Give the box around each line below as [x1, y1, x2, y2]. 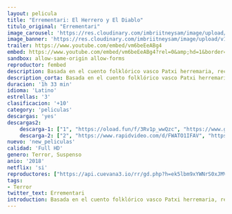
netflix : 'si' [7, 164, 48, 171]
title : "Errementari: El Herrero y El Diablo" [7, 17, 144, 23]
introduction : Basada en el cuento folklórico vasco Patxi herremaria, [7, 196, 217, 204]
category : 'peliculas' [7, 106, 72, 113]
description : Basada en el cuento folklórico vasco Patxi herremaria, [7, 68, 215, 75]
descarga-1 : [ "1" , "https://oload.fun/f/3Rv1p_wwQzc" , [19, 126, 181, 133]
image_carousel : [7, 29, 54, 37]
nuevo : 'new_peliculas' [7, 139, 76, 146]
